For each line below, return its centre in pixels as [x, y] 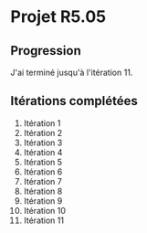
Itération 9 [43, 201]
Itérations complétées [74, 101]
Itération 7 [42, 181]
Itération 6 [43, 172]
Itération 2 [43, 132]
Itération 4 [43, 152]
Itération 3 [43, 143]
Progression [46, 51]
